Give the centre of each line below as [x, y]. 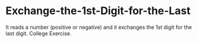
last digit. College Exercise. [39, 33]
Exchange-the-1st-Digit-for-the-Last [98, 11]
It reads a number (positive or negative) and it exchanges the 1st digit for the [99, 27]
